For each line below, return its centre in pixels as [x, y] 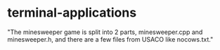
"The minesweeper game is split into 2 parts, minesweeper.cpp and [105, 32]
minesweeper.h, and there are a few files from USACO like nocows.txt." [110, 39]
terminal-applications [72, 13]
